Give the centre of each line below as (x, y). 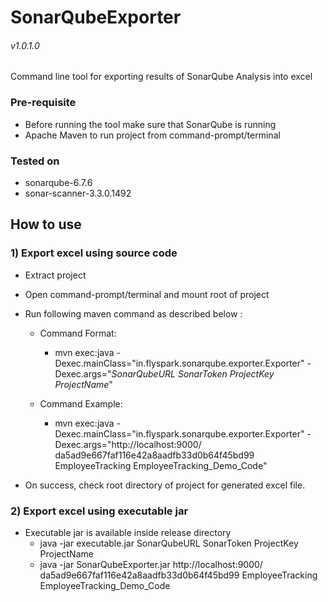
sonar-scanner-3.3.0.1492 (78, 193)
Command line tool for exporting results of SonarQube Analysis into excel (161, 77)
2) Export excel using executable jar (99, 511)
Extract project (55, 275)
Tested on (35, 161)
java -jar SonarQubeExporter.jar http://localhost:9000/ (151, 564)
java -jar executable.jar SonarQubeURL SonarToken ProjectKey (169, 543)
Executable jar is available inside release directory (128, 532)
